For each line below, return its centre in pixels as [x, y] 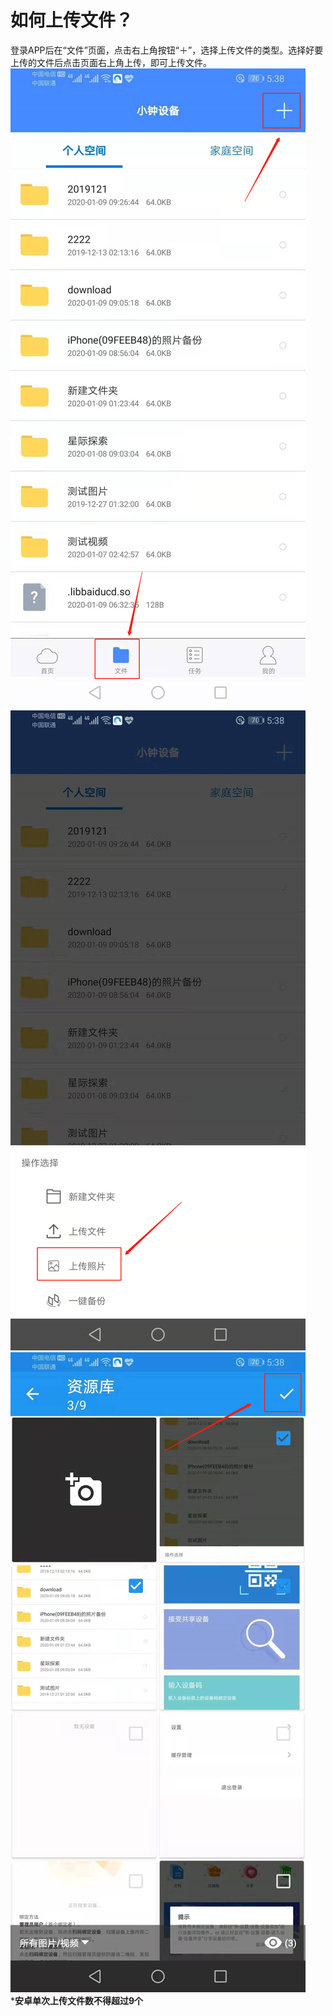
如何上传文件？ [72, 20]
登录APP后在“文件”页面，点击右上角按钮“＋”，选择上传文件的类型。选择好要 [167, 50]
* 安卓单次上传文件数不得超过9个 [77, 2000]
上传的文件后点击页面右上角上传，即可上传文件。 [111, 62]
